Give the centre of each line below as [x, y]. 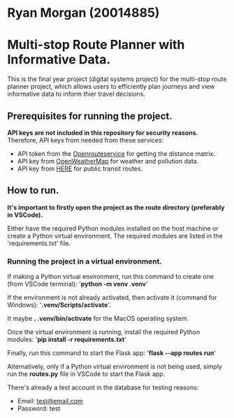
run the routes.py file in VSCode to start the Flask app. [86, 374]
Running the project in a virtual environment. [85, 261]
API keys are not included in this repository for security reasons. [103, 132]
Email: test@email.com [50, 401]
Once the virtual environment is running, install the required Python [104, 332]
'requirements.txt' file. [39, 243]
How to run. [33, 190]
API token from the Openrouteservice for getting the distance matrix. [116, 153]
